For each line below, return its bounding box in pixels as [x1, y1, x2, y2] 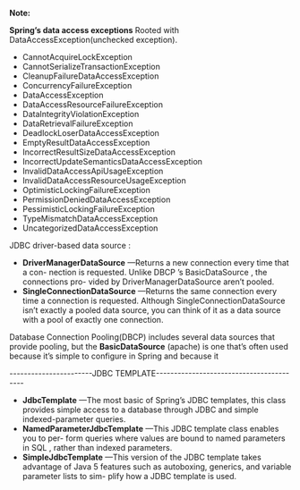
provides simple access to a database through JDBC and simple [21, 404, 259, 415]
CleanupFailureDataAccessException [21, 71, 159, 81]
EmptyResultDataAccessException [21, 138, 150, 148]
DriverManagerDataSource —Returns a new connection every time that [21, 258, 289, 267]
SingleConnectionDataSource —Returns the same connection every [21, 286, 278, 296]
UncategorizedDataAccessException [21, 223, 159, 233]
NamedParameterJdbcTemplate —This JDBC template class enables [21, 424, 279, 434]
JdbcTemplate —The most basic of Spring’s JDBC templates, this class [21, 395, 287, 405]
